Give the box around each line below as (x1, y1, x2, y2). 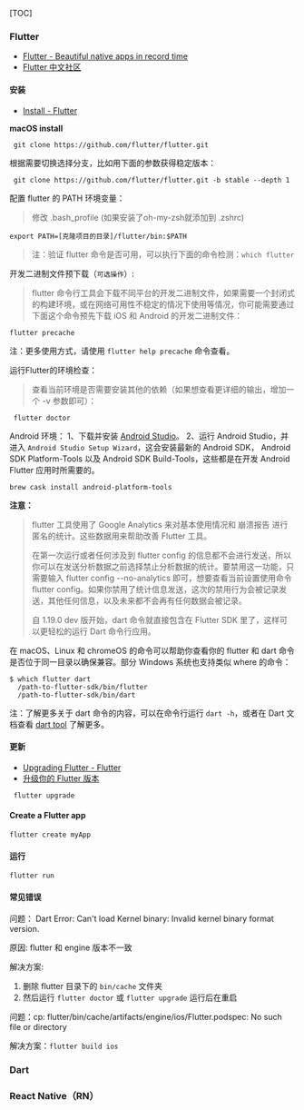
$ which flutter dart (9, 674, 92, 684)
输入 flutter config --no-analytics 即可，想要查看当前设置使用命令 (47, 572, 292, 583)
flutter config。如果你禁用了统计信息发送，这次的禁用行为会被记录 (31, 583, 279, 594)
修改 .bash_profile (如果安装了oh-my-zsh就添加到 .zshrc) (31, 212, 245, 223)
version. (9, 924, 40, 935)
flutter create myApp (9, 830, 92, 839)
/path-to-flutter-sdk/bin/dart (17, 690, 136, 699)
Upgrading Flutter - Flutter (22, 762, 122, 773)
